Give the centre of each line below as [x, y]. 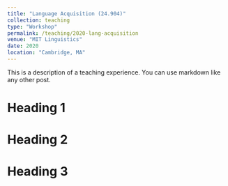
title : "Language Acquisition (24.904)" [67, 14]
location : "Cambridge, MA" [46, 53]
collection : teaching [39, 20]
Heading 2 [38, 140]
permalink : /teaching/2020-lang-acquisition [73, 33]
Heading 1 [37, 108]
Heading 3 [38, 172]
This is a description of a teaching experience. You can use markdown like [114, 72]
